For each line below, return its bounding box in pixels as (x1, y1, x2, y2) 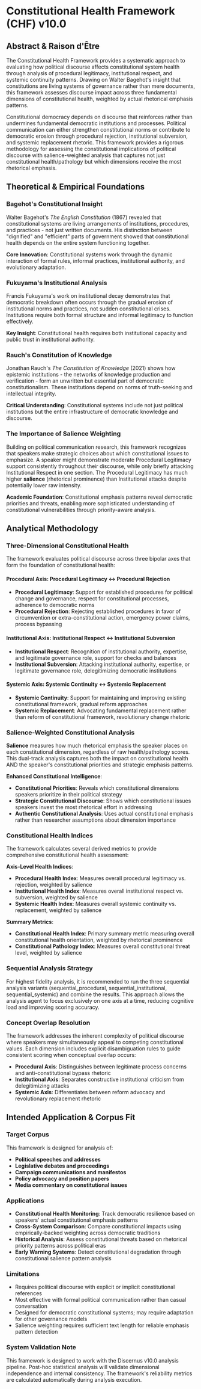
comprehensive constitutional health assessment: (6, 851, 129, 858)
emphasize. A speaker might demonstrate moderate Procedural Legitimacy (6, 456, 192, 463)
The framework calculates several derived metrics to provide (6, 845, 157, 852)
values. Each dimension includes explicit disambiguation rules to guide (6, 1045, 181, 1052)
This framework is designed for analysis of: (6, 1144, 113, 1151)
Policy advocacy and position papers (14, 1175, 110, 1182)
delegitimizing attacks (14, 1082, 70, 1089)
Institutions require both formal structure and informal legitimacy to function (6, 311, 194, 318)
